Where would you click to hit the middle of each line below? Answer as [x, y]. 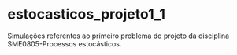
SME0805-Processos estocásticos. [65, 43]
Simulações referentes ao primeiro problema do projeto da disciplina [119, 36]
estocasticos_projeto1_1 [87, 14]
